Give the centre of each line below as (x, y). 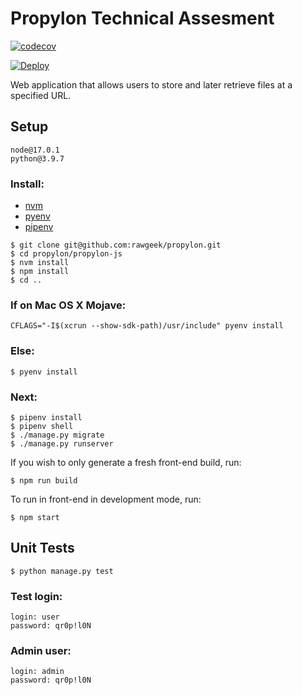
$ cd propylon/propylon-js (66, 254)
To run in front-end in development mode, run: (106, 499)
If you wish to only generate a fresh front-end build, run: (126, 462)
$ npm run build (44, 480)
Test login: (36, 596)
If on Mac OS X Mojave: (68, 305)
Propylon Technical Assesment (142, 18)
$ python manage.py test (62, 571)
